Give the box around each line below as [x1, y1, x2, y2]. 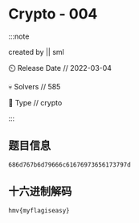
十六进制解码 [8, 184, 72, 198]
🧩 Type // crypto [8, 97, 63, 107]
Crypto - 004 [8, 5, 98, 23]
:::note [8, 31, 30, 41]
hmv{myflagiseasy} [8, 206, 70, 214]
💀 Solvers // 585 [8, 81, 61, 91]
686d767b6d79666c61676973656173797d [8, 160, 131, 169]
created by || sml [8, 47, 64, 56]
